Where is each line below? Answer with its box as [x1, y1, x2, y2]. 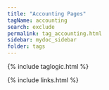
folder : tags [7, 43, 46, 50]
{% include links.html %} [7, 76, 79, 84]
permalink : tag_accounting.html [7, 30, 102, 37]
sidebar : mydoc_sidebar [7, 37, 77, 44]
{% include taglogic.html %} [7, 63, 89, 70]
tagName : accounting [7, 17, 68, 24]
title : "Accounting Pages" [7, 10, 86, 18]
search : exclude [7, 23, 55, 30]
